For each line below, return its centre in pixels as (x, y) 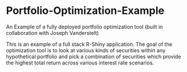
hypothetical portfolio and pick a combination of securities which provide (94, 56)
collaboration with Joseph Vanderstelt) (52, 33)
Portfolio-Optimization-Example (85, 11)
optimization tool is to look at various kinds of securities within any (86, 50)
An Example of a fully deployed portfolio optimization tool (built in (84, 27)
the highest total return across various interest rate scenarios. (80, 63)
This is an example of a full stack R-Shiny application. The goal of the (89, 44)
